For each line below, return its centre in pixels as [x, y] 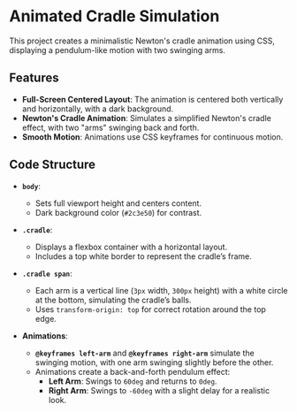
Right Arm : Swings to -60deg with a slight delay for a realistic [159, 390]
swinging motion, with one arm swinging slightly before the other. [154, 362]
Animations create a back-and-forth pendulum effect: [133, 371]
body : [31, 186]
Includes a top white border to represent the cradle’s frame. [143, 256]
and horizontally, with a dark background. [98, 109]
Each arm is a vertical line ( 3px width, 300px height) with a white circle [161, 290]
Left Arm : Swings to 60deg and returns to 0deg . [133, 381]
